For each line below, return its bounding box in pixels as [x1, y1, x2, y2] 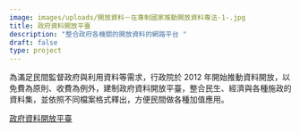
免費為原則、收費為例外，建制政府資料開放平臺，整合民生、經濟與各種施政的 [9, 83, 292, 94]
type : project [9, 46, 63, 55]
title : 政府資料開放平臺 [9, 21, 91, 30]
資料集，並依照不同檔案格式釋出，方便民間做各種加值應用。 [9, 95, 229, 105]
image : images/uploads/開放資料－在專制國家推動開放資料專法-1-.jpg [9, 12, 246, 22]
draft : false [9, 37, 58, 47]
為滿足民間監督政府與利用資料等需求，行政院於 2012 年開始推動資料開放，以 [9, 72, 291, 83]
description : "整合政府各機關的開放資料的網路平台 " [9, 29, 187, 38]
